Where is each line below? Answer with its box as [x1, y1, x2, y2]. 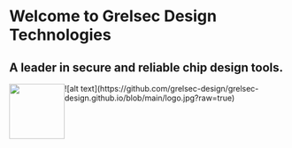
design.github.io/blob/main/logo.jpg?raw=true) [65, 92, 235, 103]
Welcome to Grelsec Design [9, 6, 217, 26]
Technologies [9, 25, 112, 45]
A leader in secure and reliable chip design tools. [9, 60, 284, 75]
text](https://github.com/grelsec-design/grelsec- [81, 84, 259, 93]
